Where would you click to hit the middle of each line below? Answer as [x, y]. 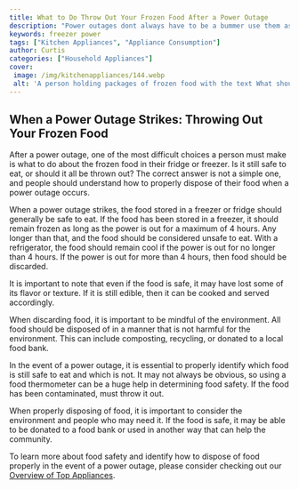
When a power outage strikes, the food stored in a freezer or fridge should [145, 210]
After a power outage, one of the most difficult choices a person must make [148, 155]
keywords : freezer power [55, 34]
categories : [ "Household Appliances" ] [81, 59]
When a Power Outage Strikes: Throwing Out [136, 120]
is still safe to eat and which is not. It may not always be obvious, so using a [148, 375]
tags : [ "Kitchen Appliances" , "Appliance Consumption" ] [115, 42]
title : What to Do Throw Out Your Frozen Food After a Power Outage [139, 17]
